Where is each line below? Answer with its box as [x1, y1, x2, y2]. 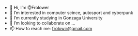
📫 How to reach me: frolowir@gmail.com [9, 26, 92, 31]
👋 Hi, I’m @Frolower [9, 5, 49, 10]
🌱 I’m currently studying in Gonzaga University [9, 15, 103, 20]
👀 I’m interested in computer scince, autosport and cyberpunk [9, 10, 133, 16]
